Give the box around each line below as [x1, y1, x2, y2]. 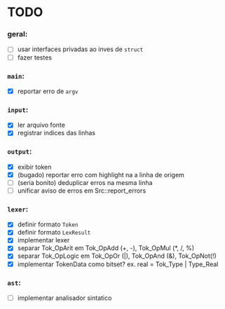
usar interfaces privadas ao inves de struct [17, 45, 144, 53]
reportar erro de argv [17, 87, 79, 95]
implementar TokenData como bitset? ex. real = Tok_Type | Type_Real [17, 260, 219, 268]
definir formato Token [17, 220, 79, 228]
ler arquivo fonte [17, 121, 65, 130]
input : [7, 104, 29, 114]
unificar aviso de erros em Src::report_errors [17, 186, 146, 195]
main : [7, 71, 25, 81]
